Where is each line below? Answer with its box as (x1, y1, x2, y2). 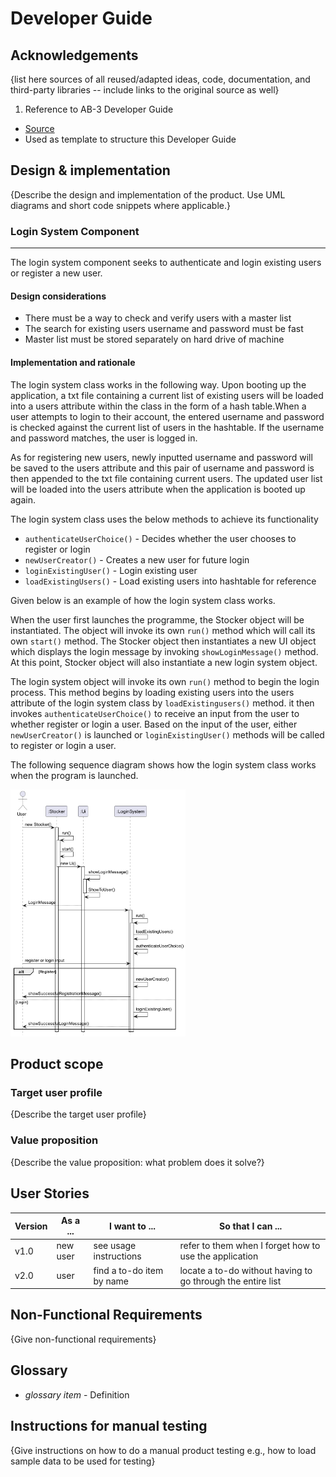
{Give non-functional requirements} (10, 1333, 157, 1345)
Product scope (10, 1056, 104, 1073)
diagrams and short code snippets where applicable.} (10, 199, 231, 211)
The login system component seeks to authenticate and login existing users (10, 257, 322, 269)
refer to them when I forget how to (179, 1240, 321, 1252)
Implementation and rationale (10, 356, 136, 368)
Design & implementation (10, 162, 171, 179)
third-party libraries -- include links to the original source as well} (10, 84, 280, 96)
